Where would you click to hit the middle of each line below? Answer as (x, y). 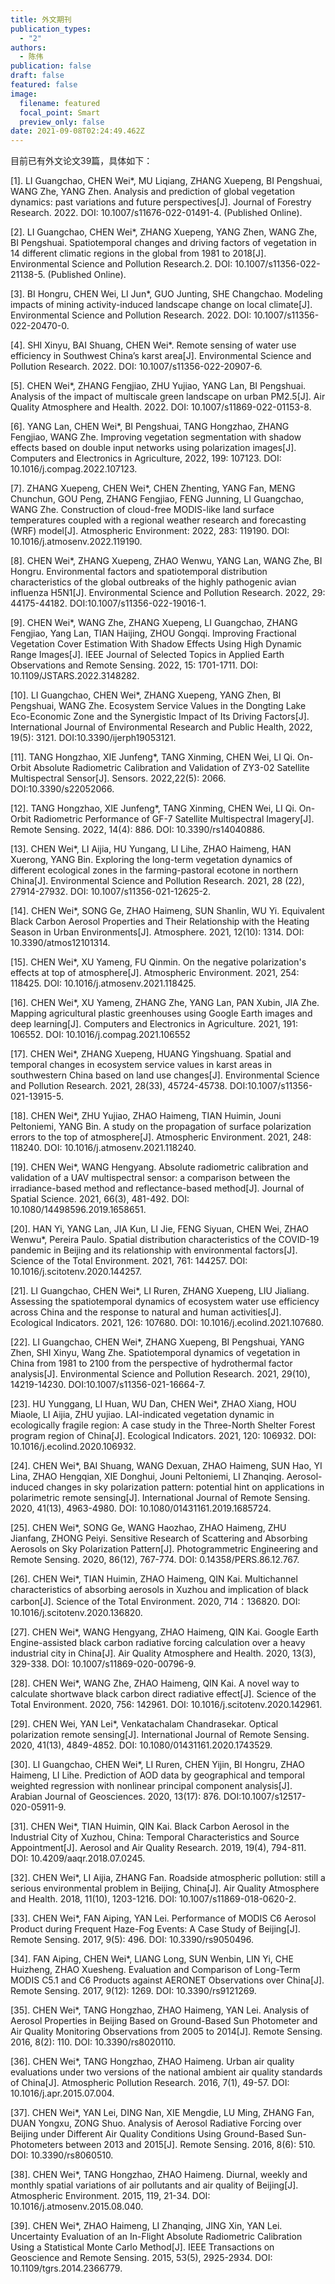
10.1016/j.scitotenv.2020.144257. (76, 1272)
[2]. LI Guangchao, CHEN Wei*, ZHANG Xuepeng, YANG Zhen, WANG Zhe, (164, 232)
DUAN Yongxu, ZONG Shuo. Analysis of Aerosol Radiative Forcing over (156, 2123)
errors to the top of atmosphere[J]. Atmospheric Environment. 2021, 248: (161, 1137)
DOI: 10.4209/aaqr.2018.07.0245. (78, 1858)
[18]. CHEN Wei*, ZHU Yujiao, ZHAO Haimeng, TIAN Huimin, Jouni (146, 1116)
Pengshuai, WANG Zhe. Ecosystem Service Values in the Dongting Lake (158, 706)
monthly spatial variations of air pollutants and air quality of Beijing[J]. (154, 2185)
